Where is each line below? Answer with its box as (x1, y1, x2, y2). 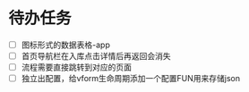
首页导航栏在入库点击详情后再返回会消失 (21, 51, 171, 61)
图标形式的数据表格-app (21, 39, 111, 50)
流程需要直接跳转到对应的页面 (21, 62, 132, 72)
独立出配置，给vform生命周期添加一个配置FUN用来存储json (21, 73, 241, 84)
